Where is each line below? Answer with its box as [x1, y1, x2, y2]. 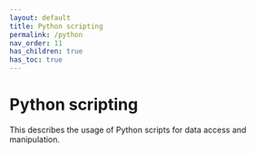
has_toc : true [9, 55, 64, 64]
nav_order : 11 [9, 38, 64, 48]
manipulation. [9, 133, 61, 145]
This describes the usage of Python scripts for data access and [9, 124, 247, 135]
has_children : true [9, 47, 83, 56]
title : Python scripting [9, 22, 103, 31]
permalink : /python [9, 30, 83, 39]
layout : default [9, 13, 71, 23]
